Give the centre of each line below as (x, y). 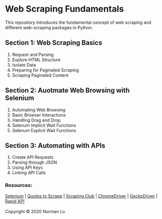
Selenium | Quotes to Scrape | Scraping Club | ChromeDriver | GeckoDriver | (81, 196)
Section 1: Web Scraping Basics (54, 43)
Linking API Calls (29, 173)
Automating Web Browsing (39, 110)
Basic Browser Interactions (39, 115)
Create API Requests (33, 157)
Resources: (19, 185)
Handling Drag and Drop (36, 120)
